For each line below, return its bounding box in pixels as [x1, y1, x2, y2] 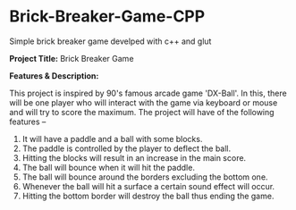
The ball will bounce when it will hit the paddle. [21, 162, 195, 172]
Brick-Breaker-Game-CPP [9, 6, 206, 27]
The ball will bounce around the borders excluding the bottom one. [21, 172, 268, 182]
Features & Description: [9, 70, 99, 81]
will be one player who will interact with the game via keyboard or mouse [9, 97, 278, 108]
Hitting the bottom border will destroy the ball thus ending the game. [21, 190, 275, 201]
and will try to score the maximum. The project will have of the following [9, 106, 275, 117]
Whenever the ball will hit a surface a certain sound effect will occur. [21, 181, 275, 191]
